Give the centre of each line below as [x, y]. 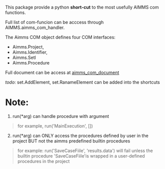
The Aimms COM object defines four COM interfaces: [60, 37]
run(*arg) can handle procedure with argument [60, 116]
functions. [15, 12]
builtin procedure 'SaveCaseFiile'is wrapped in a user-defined [81, 156]
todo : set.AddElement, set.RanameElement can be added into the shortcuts [82, 82]
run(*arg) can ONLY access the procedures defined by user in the [80, 135]
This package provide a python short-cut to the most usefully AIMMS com [82, 7]
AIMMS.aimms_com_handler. [35, 27]
